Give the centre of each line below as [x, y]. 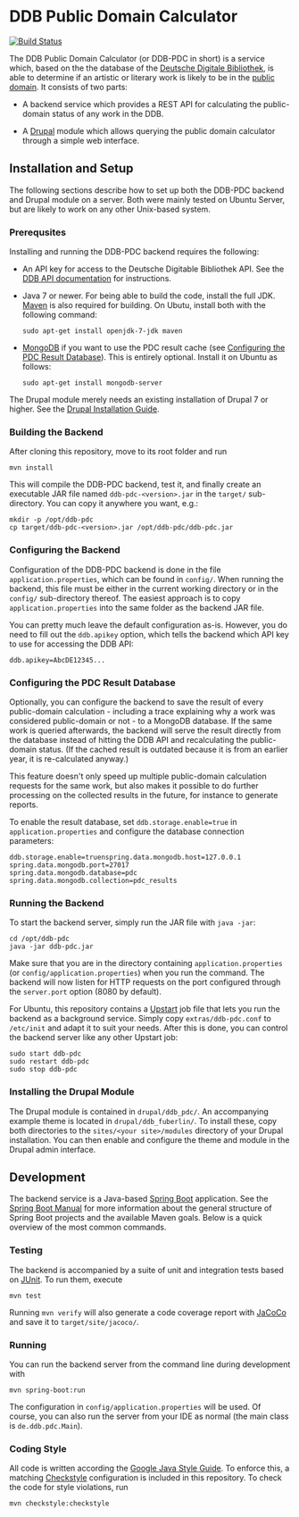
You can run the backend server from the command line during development [150, 1364]
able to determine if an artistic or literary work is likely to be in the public [142, 77]
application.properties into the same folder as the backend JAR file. [137, 607]
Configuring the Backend [65, 550]
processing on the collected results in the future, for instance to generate [144, 795]
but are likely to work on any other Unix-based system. [110, 209]
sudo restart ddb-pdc [50, 1062]
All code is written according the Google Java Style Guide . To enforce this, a [149, 1468]
